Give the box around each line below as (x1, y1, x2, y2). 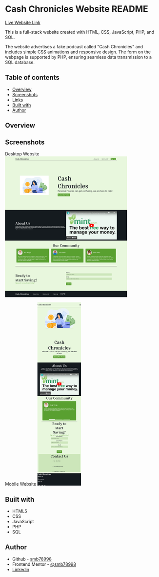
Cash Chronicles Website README (5, 3, 148, 15)
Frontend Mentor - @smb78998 (12, 561, 77, 567)
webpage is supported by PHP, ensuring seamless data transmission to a (5, 54, 152, 60)
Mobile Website (5, 481, 37, 487)
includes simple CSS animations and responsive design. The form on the (5, 49, 151, 55)
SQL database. (5, 59, 35, 65)
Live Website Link (5, 20, 40, 25)
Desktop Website (5, 150, 40, 157)
